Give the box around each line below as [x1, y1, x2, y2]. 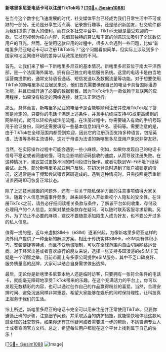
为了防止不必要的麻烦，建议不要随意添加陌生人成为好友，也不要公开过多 [13, 213, 161, 218]
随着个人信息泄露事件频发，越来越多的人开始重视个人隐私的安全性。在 [13, 194, 157, 200]
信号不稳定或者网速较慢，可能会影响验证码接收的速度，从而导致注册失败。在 [5, 152, 161, 158]
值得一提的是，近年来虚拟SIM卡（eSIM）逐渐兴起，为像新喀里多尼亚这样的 [5, 229, 158, 235]
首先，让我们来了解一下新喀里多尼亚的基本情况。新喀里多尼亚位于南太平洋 [5, 63, 157, 69]
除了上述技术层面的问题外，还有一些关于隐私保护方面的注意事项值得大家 [5, 188, 152, 194]
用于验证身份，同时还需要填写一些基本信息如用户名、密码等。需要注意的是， [5, 124, 161, 129]
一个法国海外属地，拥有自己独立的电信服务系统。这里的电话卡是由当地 [18, 70, 161, 75]
